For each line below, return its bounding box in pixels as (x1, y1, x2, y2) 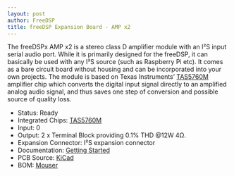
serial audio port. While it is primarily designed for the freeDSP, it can (7, 50, 208, 58)
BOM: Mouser (17, 161, 58, 170)
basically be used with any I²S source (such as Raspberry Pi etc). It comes (7, 58, 223, 66)
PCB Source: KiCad (17, 153, 74, 162)
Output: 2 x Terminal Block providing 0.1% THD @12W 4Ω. (17, 131, 187, 139)
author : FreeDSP (7, 17, 55, 24)
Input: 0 (17, 124, 41, 132)
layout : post (7, 10, 46, 18)
